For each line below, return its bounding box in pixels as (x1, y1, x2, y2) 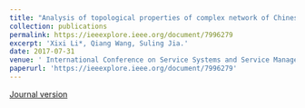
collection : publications (9, 22, 107, 31)
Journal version (9, 88, 68, 100)
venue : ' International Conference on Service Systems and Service (9, 55, 271, 64)
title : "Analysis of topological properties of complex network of (9, 13, 271, 23)
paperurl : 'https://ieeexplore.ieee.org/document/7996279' (9, 64, 238, 74)
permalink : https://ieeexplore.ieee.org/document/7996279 (9, 30, 233, 39)
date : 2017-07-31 (9, 47, 75, 56)
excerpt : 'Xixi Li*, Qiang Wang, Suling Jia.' (9, 38, 189, 48)
